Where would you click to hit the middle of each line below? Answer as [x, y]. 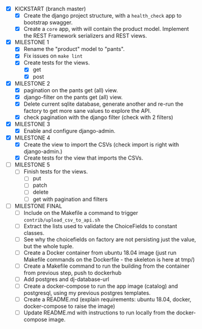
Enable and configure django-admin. [69, 131]
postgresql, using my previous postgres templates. [87, 293]
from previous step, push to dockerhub [73, 273]
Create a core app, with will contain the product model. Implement [106, 29]
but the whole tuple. [49, 246]
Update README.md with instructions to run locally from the [99, 313]
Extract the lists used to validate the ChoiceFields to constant [100, 226]
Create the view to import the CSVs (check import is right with [101, 144]
